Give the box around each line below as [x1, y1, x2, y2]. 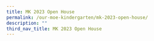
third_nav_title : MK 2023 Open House [6, 25, 102, 32]
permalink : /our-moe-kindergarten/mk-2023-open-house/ [6, 14, 149, 20]
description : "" [6, 20, 47, 26]
